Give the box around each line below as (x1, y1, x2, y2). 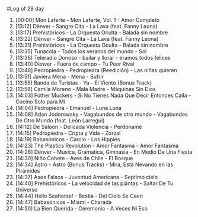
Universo (15, 186, 38, 193)
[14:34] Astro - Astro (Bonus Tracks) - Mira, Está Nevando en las (15, 161, 174, 168)
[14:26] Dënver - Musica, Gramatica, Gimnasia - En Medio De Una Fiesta (15, 148, 193, 156)
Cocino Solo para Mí (15, 98, 66, 105)
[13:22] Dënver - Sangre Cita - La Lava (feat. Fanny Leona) (15, 35, 159, 42)
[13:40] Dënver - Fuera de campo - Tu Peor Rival (15, 60, 135, 67)
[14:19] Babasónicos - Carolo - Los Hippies (15, 136, 120, 142)
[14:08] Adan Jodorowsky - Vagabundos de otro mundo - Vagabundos (15, 111, 189, 118)
